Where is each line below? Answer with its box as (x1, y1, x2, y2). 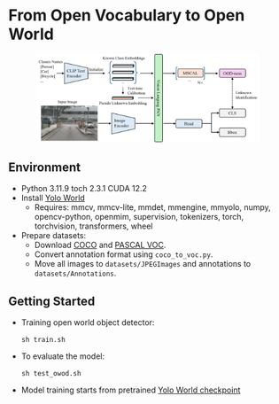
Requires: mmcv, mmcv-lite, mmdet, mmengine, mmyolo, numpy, (34, 202, 271, 213)
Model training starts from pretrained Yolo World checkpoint (20, 385, 241, 395)
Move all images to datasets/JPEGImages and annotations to (34, 259, 252, 269)
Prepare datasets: (20, 230, 87, 241)
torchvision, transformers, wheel (34, 221, 153, 231)
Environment (8, 159, 81, 175)
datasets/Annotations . (34, 268, 117, 279)
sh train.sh (20, 336, 66, 345)
